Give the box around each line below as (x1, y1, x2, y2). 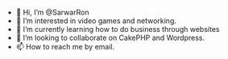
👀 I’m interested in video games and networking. (15, 16, 177, 26)
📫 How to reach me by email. (15, 42, 115, 51)
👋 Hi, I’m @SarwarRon (15, 8, 90, 17)
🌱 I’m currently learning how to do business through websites (15, 25, 220, 33)
